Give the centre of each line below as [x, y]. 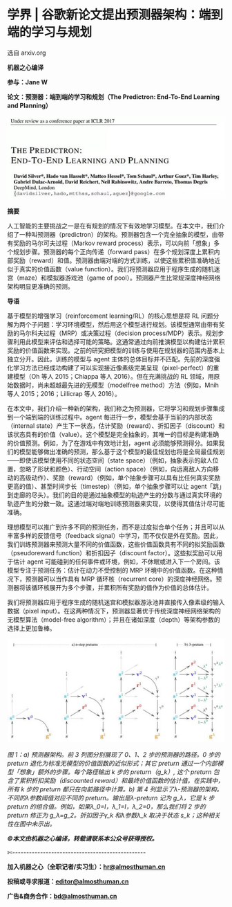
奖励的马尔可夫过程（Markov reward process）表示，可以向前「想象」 [113, 243]
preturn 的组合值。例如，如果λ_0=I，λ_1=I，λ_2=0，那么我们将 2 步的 [106, 807]
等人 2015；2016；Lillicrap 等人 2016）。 [64, 394]
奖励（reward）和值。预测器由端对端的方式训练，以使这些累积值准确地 [114, 260]
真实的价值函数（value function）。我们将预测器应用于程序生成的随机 [116, 269]
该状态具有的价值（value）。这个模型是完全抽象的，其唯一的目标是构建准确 [113, 435]
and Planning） [29, 105]
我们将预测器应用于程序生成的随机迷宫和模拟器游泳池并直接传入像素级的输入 [116, 602]
